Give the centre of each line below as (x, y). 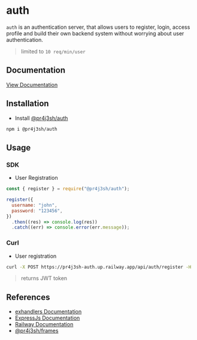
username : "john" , (35, 205)
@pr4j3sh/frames (37, 331)
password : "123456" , (37, 210)
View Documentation (32, 85)
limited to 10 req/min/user (53, 51)
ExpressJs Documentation (47, 318)
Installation (28, 103)
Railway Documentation (44, 324)
